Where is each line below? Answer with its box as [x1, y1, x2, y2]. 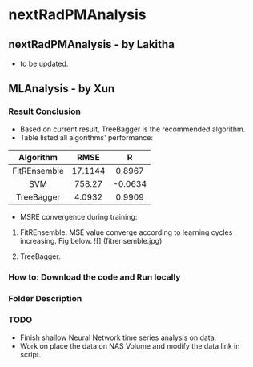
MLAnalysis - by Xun [8, 82, 115, 95]
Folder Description [8, 292, 82, 304]
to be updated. [19, 58, 69, 68]
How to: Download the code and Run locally [8, 271, 181, 282]
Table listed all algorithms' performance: [19, 132, 154, 142]
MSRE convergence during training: [19, 212, 138, 221]
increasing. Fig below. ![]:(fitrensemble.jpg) [19, 236, 163, 245]
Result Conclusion [8, 106, 82, 117]
